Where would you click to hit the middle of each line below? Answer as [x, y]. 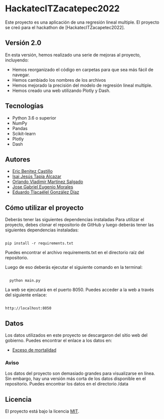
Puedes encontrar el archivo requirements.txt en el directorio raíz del [75, 253]
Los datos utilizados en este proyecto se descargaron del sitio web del [76, 335]
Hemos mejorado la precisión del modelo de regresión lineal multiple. [82, 85]
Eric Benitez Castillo [32, 171]
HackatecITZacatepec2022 [62, 9]
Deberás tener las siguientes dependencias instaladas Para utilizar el [75, 220]
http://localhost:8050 [28, 308]
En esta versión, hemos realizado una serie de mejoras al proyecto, [73, 55]
